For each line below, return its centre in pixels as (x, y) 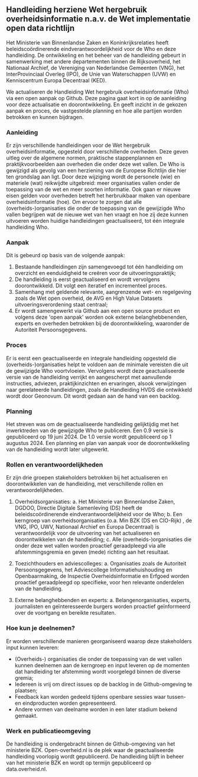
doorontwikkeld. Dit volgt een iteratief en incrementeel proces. (91, 286)
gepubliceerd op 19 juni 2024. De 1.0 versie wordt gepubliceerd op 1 (89, 437)
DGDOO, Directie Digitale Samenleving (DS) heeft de (79, 508)
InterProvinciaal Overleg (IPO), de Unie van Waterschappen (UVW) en (91, 74)
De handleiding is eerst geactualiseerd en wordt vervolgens (87, 279)
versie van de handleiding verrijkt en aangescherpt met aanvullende (89, 377)
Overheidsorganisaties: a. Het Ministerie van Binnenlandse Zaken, (95, 502)
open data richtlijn (40, 28)
